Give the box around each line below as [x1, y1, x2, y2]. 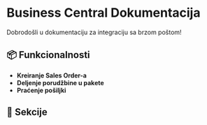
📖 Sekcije [6, 106, 48, 118]
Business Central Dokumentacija [6, 5, 201, 21]
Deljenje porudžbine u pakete [16, 78, 104, 87]
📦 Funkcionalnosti [6, 49, 90, 61]
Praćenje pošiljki [16, 86, 66, 94]
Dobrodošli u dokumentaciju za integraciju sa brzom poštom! [6, 28, 183, 36]
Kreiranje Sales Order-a [16, 71, 87, 80]
